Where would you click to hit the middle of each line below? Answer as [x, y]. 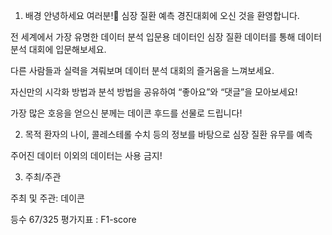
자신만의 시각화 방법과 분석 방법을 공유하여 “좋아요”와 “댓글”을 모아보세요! [154, 92]
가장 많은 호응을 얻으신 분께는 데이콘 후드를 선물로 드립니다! [126, 113]
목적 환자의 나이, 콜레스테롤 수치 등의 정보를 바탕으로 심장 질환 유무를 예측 [168, 134]
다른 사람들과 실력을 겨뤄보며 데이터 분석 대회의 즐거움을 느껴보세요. [142, 70]
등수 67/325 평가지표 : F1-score [73, 219]
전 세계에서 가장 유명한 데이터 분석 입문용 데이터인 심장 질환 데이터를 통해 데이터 [166, 37]
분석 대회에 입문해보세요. [58, 49]
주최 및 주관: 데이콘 [47, 198]
